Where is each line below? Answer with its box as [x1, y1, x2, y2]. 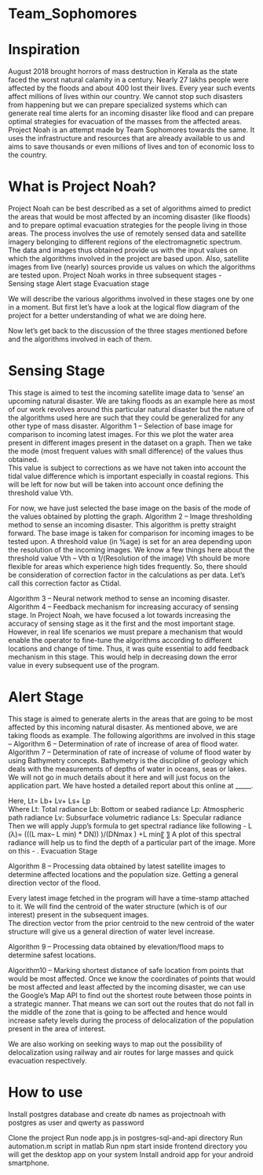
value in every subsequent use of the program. [8, 661, 159, 670]
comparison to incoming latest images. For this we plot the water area [8, 430, 234, 439]
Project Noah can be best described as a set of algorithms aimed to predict [8, 204, 251, 213]
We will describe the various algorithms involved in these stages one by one [8, 294, 254, 303]
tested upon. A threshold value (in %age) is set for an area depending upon [8, 537, 252, 546]
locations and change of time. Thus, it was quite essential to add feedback [8, 644, 249, 653]
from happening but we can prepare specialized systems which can [8, 100, 228, 110]
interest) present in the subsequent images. [8, 909, 149, 920]
